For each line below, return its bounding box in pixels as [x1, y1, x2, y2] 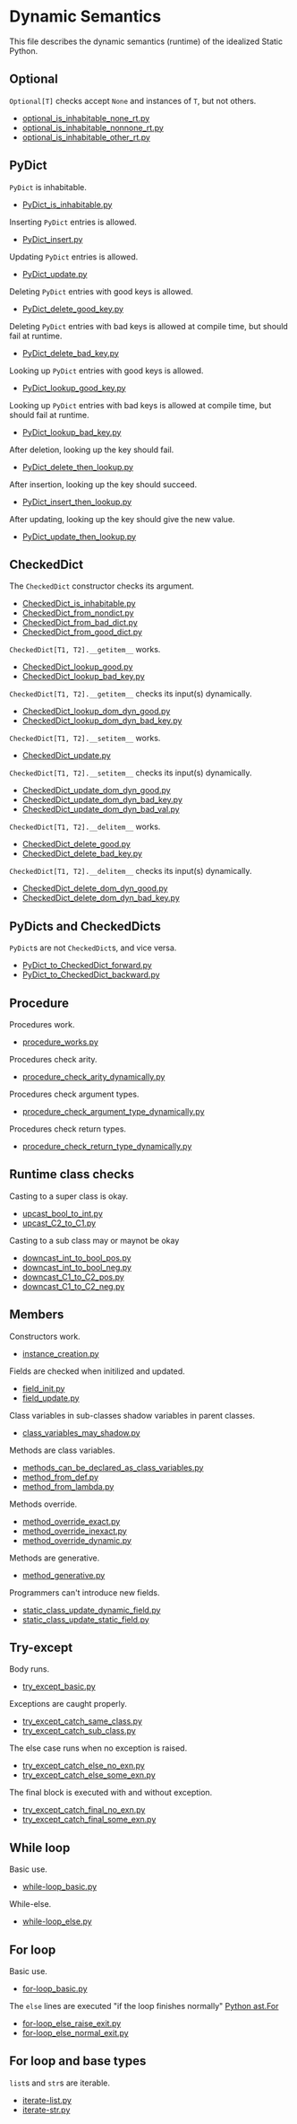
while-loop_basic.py [21, 1882, 98, 1892]
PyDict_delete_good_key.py [21, 303, 123, 314]
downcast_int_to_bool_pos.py [21, 1252, 132, 1263]
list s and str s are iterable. [9, 2077, 110, 2088]
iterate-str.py [21, 2104, 71, 2115]
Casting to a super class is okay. [9, 1191, 129, 1202]
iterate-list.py [21, 2094, 72, 2105]
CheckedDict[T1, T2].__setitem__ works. [9, 733, 161, 744]
